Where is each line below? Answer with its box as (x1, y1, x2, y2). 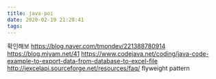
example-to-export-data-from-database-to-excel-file (7, 57, 158, 65)
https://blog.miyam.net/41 (7, 50, 80, 58)
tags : (7, 22, 23, 29)
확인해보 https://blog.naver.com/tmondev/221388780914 (7, 42, 166, 50)
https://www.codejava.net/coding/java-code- (81, 50, 209, 58)
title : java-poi (7, 10, 53, 17)
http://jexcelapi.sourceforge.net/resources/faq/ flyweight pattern (7, 64, 190, 72)
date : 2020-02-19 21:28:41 (7, 16, 84, 23)
